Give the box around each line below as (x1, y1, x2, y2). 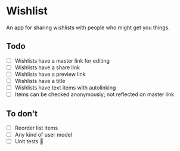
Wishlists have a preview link (14, 70, 86, 78)
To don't (6, 109, 38, 119)
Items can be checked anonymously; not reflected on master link (14, 91, 175, 98)
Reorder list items (14, 124, 58, 131)
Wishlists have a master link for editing (14, 57, 110, 64)
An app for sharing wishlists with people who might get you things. (6, 24, 170, 31)
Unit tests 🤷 (14, 138, 44, 145)
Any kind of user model (14, 131, 73, 138)
